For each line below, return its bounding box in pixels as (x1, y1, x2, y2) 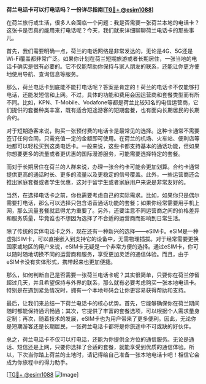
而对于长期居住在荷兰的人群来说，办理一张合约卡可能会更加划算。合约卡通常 (6, 163, 200, 171)
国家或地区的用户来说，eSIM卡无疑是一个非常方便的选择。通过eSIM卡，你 (6, 243, 194, 250)
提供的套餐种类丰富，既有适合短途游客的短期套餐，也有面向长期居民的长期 (11, 107, 200, 113)
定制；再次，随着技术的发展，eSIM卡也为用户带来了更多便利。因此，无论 (6, 315, 191, 322)
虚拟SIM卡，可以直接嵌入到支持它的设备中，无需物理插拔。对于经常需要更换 (6, 236, 199, 242)
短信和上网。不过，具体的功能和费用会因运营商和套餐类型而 (38, 91, 189, 98)
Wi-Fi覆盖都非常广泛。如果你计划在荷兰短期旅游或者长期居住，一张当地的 (6, 55, 192, 62)
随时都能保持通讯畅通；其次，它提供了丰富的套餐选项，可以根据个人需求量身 (6, 307, 200, 315)
